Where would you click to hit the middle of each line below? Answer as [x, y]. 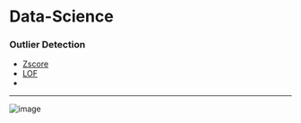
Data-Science [61, 17]
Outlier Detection [47, 45]
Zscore [35, 64]
